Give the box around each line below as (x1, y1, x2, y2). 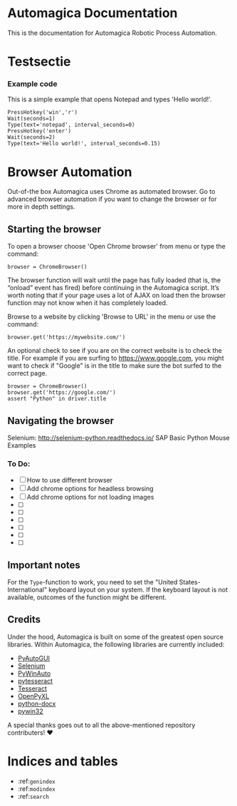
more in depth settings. (7, 202, 75, 211)
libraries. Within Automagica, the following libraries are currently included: (7, 640, 225, 649)
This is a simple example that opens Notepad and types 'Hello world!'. (7, 95, 212, 104)
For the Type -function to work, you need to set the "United (7, 578, 178, 587)
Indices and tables (7, 753, 119, 770)
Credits (7, 614, 41, 626)
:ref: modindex (17, 784, 56, 792)
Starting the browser (7, 223, 102, 235)
